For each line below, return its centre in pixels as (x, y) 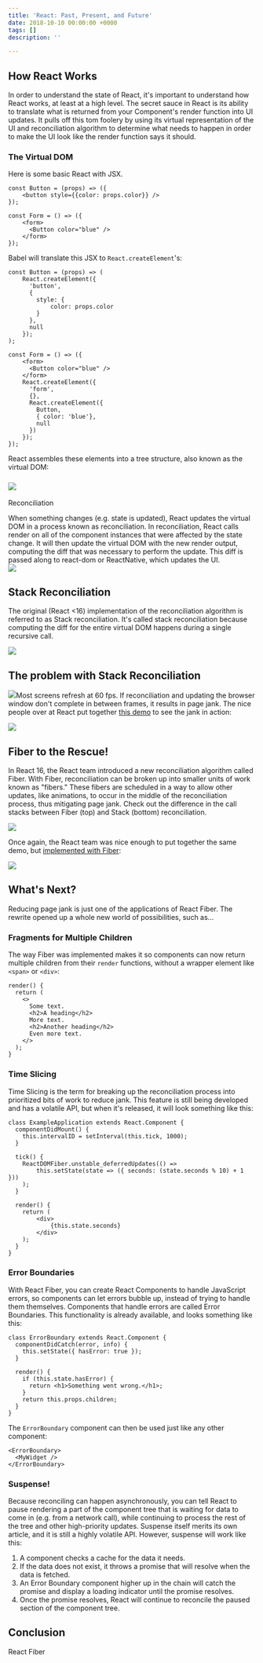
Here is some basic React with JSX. (66, 174)
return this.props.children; (70, 1399)
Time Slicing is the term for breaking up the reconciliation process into (122, 1091)
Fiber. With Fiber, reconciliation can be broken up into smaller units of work (130, 779)
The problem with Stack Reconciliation (105, 675)
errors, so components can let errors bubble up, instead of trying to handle (129, 1298)
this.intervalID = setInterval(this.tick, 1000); (105, 1136)
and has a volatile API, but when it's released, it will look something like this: (131, 1108)
